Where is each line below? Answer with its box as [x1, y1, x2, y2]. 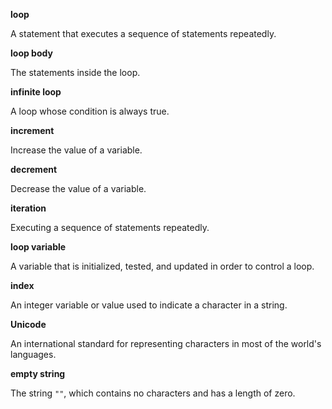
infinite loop [10, 86, 62, 98]
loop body [10, 47, 53, 59]
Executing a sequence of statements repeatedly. [10, 222, 210, 233]
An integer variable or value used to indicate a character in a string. [10, 299, 288, 311]
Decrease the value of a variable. [10, 183, 147, 194]
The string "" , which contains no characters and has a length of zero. [10, 387, 296, 399]
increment [10, 125, 55, 136]
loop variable [10, 241, 67, 253]
